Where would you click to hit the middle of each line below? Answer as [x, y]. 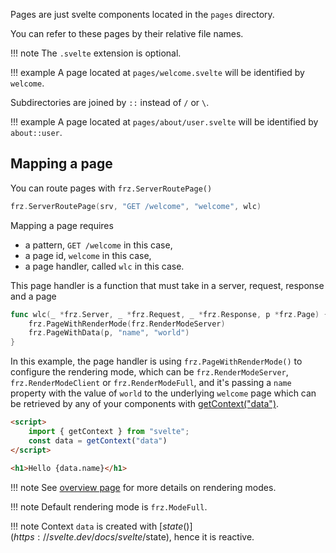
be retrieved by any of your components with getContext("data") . [145, 404]
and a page [33, 296]
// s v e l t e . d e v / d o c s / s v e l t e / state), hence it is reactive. [148, 536]
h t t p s [24, 536]
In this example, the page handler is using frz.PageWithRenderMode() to [156, 361]
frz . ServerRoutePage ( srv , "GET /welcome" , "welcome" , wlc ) [136, 206]
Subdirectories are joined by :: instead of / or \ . [110, 102]
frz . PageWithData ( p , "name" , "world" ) [109, 333]
